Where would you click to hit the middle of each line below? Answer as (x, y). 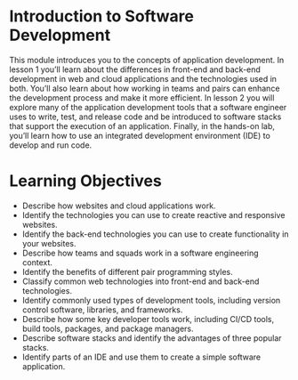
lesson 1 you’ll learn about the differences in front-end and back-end (135, 69)
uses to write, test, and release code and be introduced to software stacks (145, 117)
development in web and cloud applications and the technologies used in (143, 78)
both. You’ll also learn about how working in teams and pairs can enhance (145, 88)
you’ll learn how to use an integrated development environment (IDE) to (140, 135)
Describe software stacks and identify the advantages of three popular (152, 338)
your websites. (49, 243)
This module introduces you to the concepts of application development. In (147, 60)
